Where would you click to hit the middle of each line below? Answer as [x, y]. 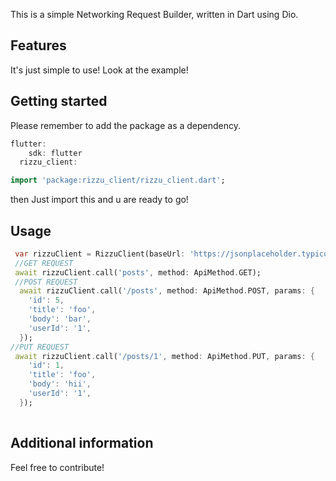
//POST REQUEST [46, 282]
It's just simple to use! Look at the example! [99, 70]
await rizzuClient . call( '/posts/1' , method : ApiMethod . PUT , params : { [164, 356]
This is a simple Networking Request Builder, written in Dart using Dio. [154, 14]
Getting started [59, 101]
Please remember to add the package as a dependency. [126, 125]
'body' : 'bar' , [60, 319]
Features [38, 45]
